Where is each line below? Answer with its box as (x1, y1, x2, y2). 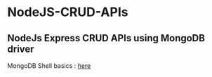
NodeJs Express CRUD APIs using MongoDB (7, 32, 206, 44)
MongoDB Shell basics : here (7, 62, 91, 70)
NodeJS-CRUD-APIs (7, 4, 128, 20)
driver (7, 43, 34, 55)
